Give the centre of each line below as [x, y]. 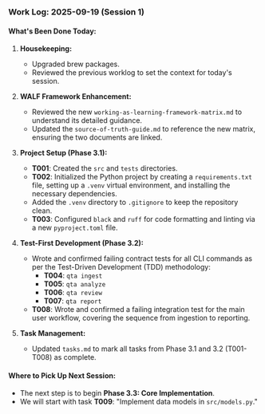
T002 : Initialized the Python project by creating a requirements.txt [142, 177]
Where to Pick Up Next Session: [62, 375]
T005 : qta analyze [75, 284]
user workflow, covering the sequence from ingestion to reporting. [141, 318]
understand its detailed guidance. [87, 120]
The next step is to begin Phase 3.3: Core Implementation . [117, 393]
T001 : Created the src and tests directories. [105, 168]
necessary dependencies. [74, 194]
